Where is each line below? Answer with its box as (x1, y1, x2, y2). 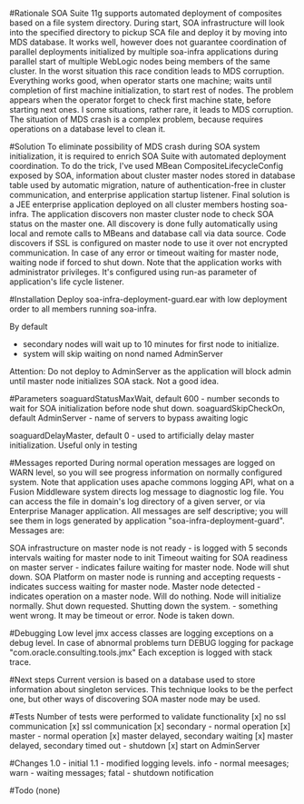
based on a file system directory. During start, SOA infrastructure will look (9, 17, 285, 28)
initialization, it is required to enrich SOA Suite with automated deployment (9, 151, 287, 162)
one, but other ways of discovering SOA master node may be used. (9, 694, 260, 704)
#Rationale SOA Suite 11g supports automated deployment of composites (9, 8, 283, 18)
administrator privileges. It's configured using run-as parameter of (9, 267, 257, 277)
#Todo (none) (9, 785, 61, 796)
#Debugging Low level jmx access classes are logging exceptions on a (9, 628, 274, 639)
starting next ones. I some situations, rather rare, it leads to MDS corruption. (9, 104, 294, 114)
